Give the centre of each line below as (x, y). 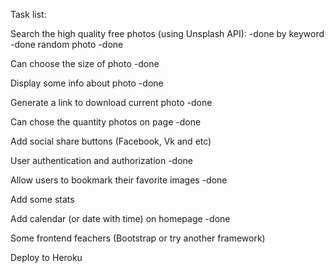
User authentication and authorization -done (101, 160)
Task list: (28, 14)
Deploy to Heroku (46, 257)
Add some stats (42, 199)
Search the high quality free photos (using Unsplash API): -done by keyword (167, 33)
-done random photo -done (67, 44)
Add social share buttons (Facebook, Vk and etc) (111, 141)
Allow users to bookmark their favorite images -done (119, 180)
